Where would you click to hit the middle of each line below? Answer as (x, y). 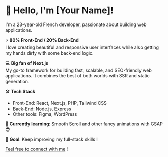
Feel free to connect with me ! (37, 149)
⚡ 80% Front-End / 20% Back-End (42, 40)
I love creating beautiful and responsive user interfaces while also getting (82, 47)
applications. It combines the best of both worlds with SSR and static (77, 75)
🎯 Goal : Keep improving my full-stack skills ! (52, 139)
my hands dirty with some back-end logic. (49, 53)
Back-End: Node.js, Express (42, 109)
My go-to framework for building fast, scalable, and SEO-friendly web (78, 70)
